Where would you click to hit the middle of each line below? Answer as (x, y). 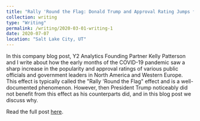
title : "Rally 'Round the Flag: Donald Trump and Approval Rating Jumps (98, 12)
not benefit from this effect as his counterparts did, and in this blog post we (99, 94)
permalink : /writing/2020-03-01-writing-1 (60, 28)
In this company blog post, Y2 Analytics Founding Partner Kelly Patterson (96, 56)
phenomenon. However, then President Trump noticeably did (113, 87)
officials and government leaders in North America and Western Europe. (95, 75)
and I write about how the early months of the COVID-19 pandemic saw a (96, 62)
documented (22, 87)
